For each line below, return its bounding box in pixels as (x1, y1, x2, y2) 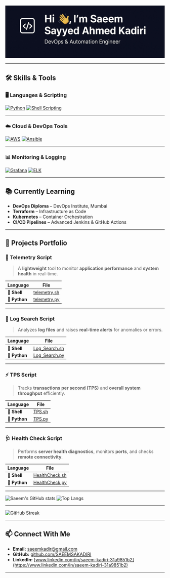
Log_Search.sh (33, 345, 64, 351)
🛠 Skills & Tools (5, 73, 57, 82)
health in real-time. (17, 271, 58, 277)
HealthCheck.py (33, 479, 67, 485)
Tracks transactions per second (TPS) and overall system (17, 385, 141, 391)
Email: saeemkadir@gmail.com (12, 546, 77, 552)
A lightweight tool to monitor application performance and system (17, 265, 159, 271)
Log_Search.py (33, 352, 65, 358)
